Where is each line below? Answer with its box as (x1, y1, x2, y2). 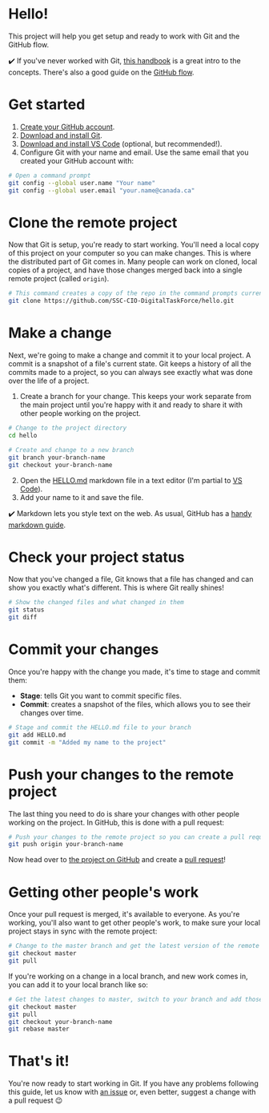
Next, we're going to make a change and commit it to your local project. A (8, 350, 251, 361)
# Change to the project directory (8, 424, 127, 433)
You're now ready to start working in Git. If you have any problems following (8, 1079, 259, 1088)
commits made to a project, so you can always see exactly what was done (8, 368, 254, 377)
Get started (8, 95, 86, 114)
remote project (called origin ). (8, 274, 110, 284)
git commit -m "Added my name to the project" (8, 738, 167, 746)
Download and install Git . (19, 130, 102, 140)
